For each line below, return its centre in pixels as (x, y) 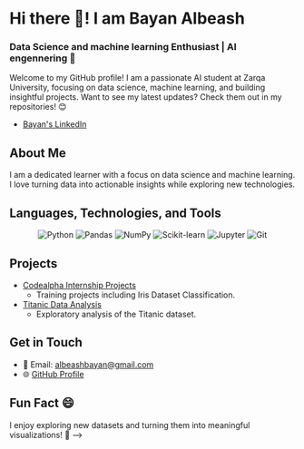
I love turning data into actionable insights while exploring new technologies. (152, 184)
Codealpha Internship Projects (79, 285)
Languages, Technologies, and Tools (116, 213)
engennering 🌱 (43, 58)
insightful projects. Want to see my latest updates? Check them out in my (146, 97)
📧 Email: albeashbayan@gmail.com (88, 364)
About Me (38, 153)
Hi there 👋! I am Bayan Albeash (127, 19)
